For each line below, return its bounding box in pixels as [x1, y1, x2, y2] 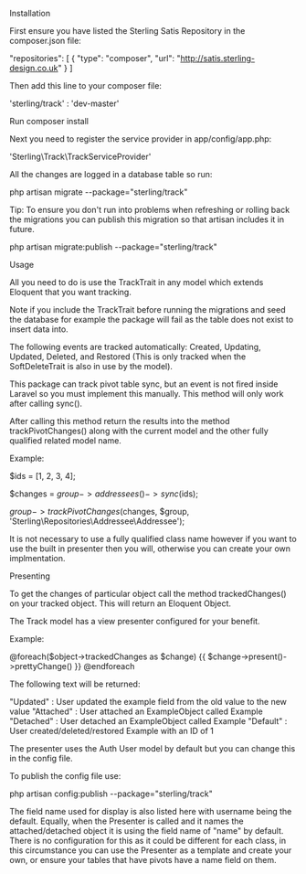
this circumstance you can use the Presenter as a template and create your [9, 845, 292, 856]
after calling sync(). [9, 398, 83, 409]
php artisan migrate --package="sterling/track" [9, 187, 188, 197]
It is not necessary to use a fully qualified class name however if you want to [9, 534, 297, 544]
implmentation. [9, 553, 66, 563]
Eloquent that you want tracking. [9, 287, 132, 297]
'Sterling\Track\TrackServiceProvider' [9, 151, 152, 162]
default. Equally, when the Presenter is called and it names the [9, 815, 244, 826]
